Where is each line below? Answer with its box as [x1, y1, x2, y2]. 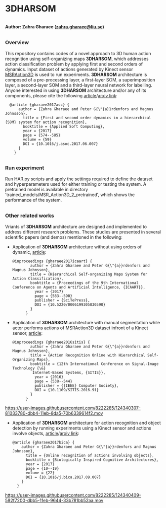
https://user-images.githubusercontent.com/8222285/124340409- [5, 492, 142, 498]
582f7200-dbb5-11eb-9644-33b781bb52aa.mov [5, 497, 104, 503]
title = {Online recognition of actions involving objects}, [25, 453, 154, 458]
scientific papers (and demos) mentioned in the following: [5, 234, 123, 240]
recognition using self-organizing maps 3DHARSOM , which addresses [5, 56, 149, 62]
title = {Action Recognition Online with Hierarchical [30, 353, 146, 358]
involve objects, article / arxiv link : [12, 430, 80, 436]
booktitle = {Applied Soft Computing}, [23, 124, 105, 129]
